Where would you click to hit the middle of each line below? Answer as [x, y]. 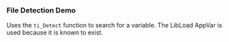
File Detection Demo [41, 10]
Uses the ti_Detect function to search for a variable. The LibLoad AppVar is [114, 25]
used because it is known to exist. [55, 32]
